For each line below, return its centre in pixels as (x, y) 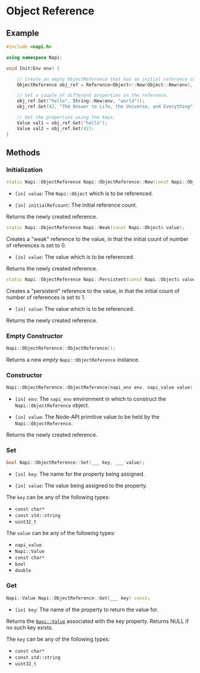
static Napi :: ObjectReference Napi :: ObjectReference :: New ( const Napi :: (97, 182)
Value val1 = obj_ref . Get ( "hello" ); (62, 123)
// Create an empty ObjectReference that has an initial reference (102, 79)
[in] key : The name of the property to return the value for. (87, 609)
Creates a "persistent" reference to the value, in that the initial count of (93, 290)
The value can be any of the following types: (61, 533)
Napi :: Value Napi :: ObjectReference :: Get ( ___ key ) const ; (78, 598)
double (23, 571)
